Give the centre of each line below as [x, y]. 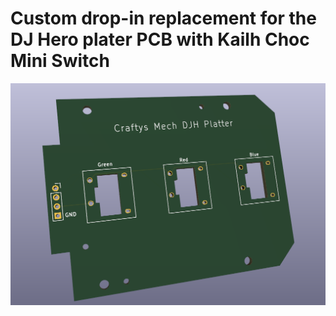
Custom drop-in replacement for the [163, 18]
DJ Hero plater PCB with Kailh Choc [160, 39]
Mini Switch [60, 61]
